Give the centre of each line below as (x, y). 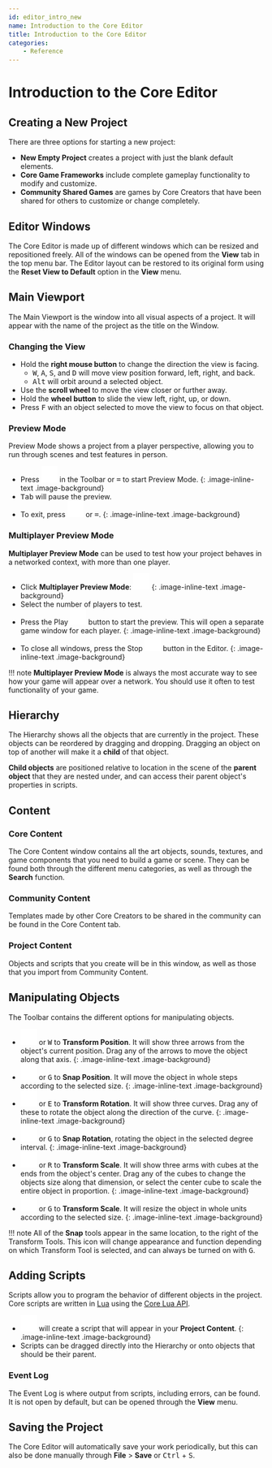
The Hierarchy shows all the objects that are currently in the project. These (134, 735)
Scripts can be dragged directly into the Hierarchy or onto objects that (138, 1346)
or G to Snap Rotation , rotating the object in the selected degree (146, 1138)
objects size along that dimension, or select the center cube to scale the (141, 1182)
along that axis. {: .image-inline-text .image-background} (115, 1059)
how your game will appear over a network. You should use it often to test (132, 681)
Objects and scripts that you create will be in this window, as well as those (132, 963)
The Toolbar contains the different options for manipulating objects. (121, 1017)
